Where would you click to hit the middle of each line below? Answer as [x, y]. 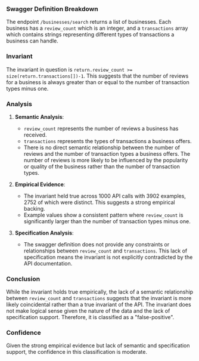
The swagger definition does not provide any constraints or [97, 244]
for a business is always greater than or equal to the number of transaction [98, 82]
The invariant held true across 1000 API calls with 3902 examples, [105, 196]
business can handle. [32, 41]
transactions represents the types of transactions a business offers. [108, 141]
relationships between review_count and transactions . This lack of [105, 251]
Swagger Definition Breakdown [52, 9]
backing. [35, 208]
